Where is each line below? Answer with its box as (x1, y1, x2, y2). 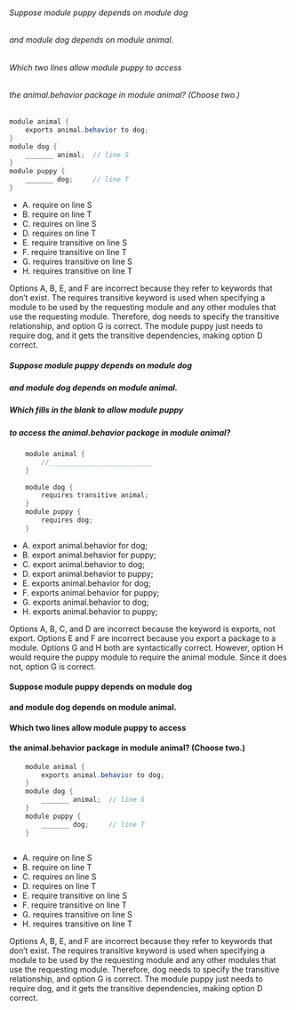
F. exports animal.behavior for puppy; (21, 587, 160, 597)
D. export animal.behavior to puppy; (21, 568, 154, 579)
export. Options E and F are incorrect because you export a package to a (9, 632, 276, 644)
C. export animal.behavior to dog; (21, 558, 145, 569)
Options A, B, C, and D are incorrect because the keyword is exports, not (9, 623, 276, 634)
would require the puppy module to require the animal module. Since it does (9, 652, 287, 662)
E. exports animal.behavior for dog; (21, 578, 151, 589)
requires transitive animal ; (41, 491, 149, 500)
